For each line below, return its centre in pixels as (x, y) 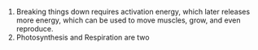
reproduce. (35, 29)
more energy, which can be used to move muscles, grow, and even (129, 20)
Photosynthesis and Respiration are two (83, 37)
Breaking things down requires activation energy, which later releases (133, 12)
